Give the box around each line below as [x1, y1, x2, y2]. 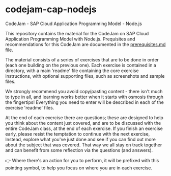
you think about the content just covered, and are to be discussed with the [5, 120, 161, 126]
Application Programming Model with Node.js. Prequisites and [5, 36, 135, 42]
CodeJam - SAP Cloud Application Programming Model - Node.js [5, 20, 142, 27]
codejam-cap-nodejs [5, 4, 97, 15]
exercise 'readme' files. [5, 104, 54, 111]
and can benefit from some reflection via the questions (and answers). [5, 147, 153, 153]
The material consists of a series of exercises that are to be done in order [5, 56, 159, 62]
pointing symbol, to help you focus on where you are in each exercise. [5, 165, 153, 171]
